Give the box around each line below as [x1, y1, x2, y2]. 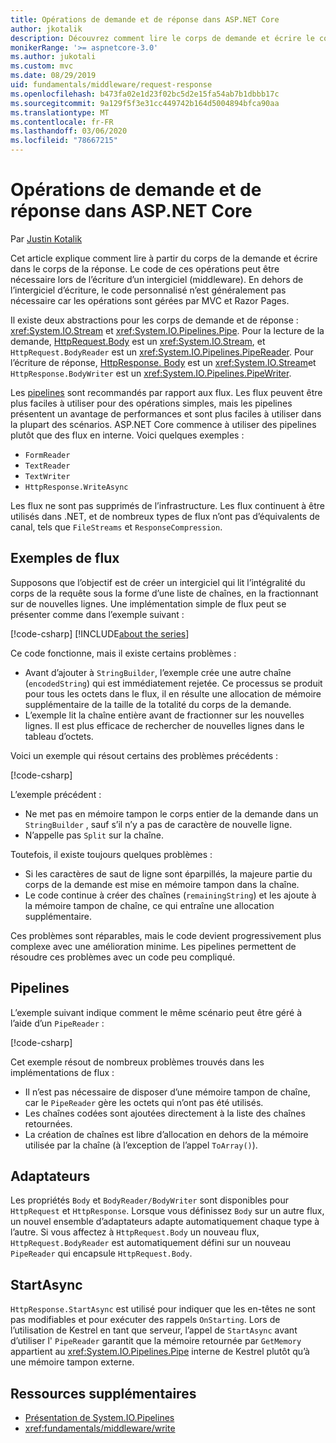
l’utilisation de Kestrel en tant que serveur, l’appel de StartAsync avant [10, 1324, 298, 1336]
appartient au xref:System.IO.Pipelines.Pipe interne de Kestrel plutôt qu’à [10, 1346, 310, 1358]
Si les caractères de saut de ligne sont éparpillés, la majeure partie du [24, 867, 313, 880]
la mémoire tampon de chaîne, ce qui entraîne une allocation [24, 899, 275, 911]
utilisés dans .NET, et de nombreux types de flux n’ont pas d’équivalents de [10, 510, 320, 522]
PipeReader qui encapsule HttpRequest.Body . [10, 1247, 193, 1260]
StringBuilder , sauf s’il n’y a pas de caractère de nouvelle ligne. [24, 818, 293, 830]
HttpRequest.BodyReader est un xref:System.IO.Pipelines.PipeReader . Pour [10, 346, 314, 358]
